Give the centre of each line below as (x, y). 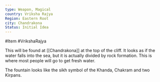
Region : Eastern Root (27, 18)
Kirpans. (13, 75)
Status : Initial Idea (27, 27)
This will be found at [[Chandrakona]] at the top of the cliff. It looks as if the (80, 51)
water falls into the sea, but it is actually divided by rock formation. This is (79, 55)
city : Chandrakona (24, 23)
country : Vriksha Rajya (29, 14)
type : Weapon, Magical (28, 9)
